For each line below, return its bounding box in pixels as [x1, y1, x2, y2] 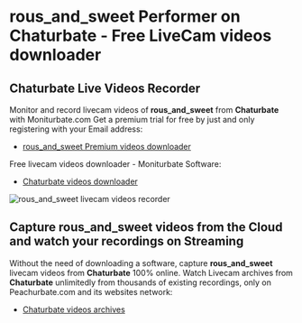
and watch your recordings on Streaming [9, 234, 244, 249]
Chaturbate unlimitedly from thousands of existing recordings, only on [9, 277, 272, 288]
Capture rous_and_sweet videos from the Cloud [9, 219, 283, 235]
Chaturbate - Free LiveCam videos [9, 25, 272, 46]
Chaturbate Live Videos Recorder [9, 80, 201, 96]
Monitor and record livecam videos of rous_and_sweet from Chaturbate [9, 105, 279, 115]
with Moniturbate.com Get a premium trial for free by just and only [9, 115, 255, 125]
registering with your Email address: [9, 124, 143, 134]
